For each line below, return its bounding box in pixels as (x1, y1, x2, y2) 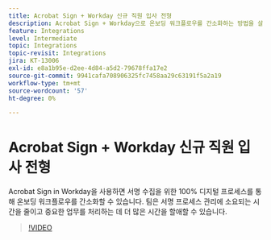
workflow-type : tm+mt (8, 79, 81, 87)
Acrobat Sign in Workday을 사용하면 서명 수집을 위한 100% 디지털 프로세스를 (8, 187, 254, 197)
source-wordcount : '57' (8, 86, 89, 95)
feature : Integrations (8, 27, 85, 35)
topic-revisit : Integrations (8, 49, 106, 57)
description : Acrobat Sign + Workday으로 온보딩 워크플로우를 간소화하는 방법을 (8, 19, 255, 27)
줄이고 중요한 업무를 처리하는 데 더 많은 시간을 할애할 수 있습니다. (23, 207, 227, 217)
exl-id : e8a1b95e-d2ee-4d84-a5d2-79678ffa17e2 (8, 64, 168, 72)
